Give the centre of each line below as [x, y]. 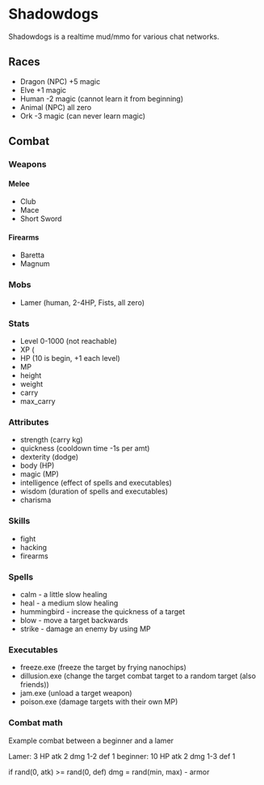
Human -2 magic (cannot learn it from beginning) [102, 99]
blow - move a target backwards [74, 620]
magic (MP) [39, 474]
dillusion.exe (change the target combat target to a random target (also [138, 676]
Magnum [35, 264]
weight [31, 384]
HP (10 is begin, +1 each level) [70, 359]
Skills [19, 521]
